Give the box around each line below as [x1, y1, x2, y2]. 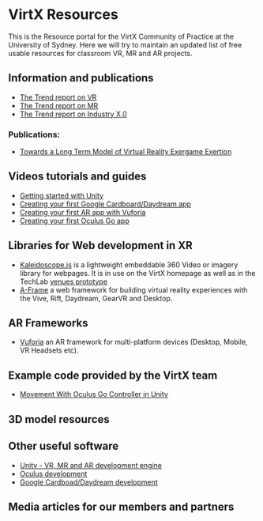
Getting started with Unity [19, 191, 104, 200]
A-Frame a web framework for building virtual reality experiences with [19, 285, 248, 294]
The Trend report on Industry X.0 [19, 109, 128, 119]
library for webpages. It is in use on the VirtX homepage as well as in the [19, 268, 256, 277]
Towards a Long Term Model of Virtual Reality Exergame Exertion [19, 147, 232, 157]
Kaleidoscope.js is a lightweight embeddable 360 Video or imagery [19, 259, 239, 270]
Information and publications [8, 71, 154, 85]
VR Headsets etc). [19, 345, 79, 355]
